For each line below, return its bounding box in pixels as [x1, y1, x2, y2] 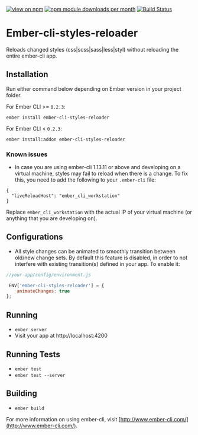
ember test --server [14, 372, 66, 378]
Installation [6, 69, 48, 80]
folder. [6, 91, 22, 99]
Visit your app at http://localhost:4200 [14, 332, 108, 339]
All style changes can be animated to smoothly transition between [14, 247, 176, 255]
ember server [14, 327, 47, 333]
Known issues [6, 150, 48, 158]
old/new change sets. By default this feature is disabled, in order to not [14, 254, 188, 261]
